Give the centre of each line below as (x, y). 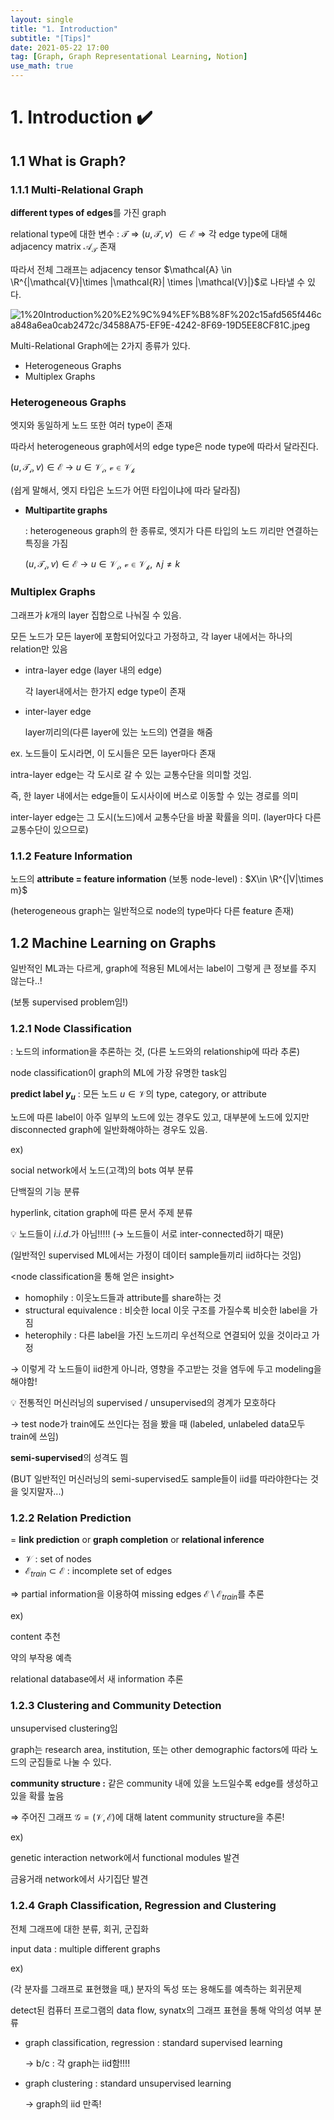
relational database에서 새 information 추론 (97, 1678)
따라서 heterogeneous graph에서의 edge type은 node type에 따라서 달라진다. (164, 446)
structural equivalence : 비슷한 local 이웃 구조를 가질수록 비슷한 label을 (166, 1310)
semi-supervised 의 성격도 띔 (69, 1458)
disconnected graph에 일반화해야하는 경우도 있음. (109, 1130)
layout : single (42, 19)
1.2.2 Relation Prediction (71, 1518)
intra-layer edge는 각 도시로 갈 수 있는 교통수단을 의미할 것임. (131, 774)
